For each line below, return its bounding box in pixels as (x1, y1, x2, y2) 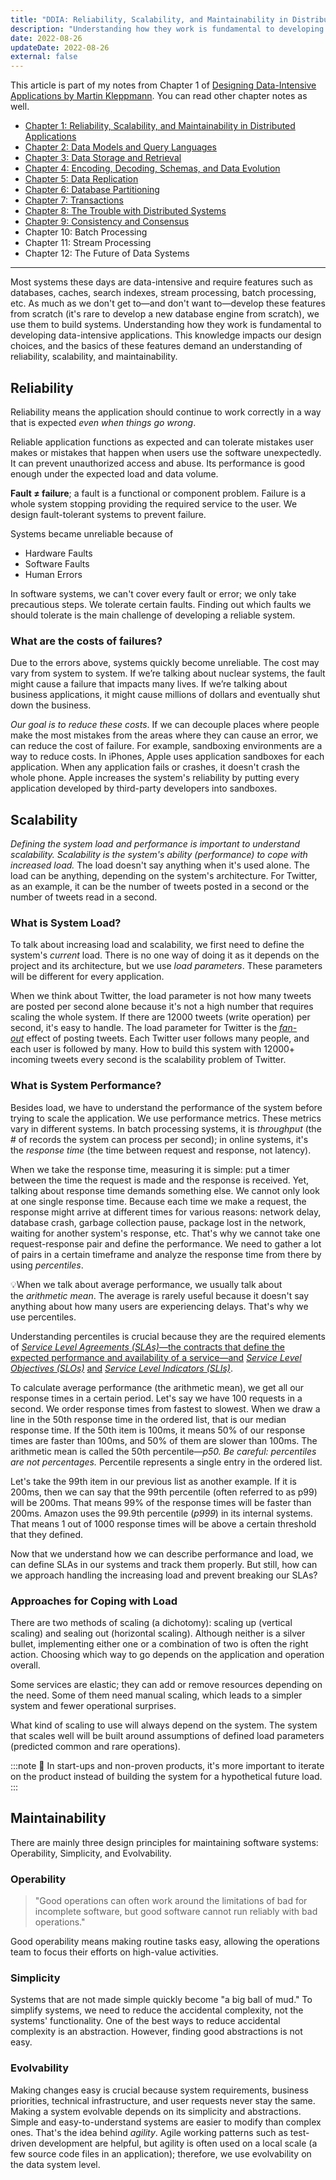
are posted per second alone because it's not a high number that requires (10, 1001, 314, 1013)
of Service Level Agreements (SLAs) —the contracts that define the (10, 1341, 285, 1353)
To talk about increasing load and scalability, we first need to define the (10, 939, 305, 951)
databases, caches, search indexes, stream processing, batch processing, (10, 287, 317, 299)
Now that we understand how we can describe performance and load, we (10, 1547, 314, 1560)
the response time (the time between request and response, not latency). (10, 1144, 312, 1156)
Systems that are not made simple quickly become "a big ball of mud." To (10, 1994, 313, 2006)
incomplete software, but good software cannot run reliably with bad (34, 1906, 318, 1918)
